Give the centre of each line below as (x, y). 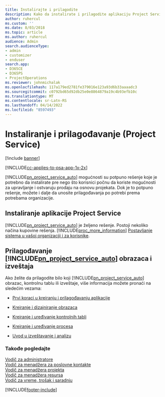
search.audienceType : (27, 46)
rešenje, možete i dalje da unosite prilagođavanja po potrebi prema (72, 193)
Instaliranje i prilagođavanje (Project (81, 134)
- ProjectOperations (26, 78)
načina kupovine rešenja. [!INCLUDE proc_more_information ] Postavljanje (79, 230)
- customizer (18, 55)
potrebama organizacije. (30, 198)
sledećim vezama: (23, 288)
